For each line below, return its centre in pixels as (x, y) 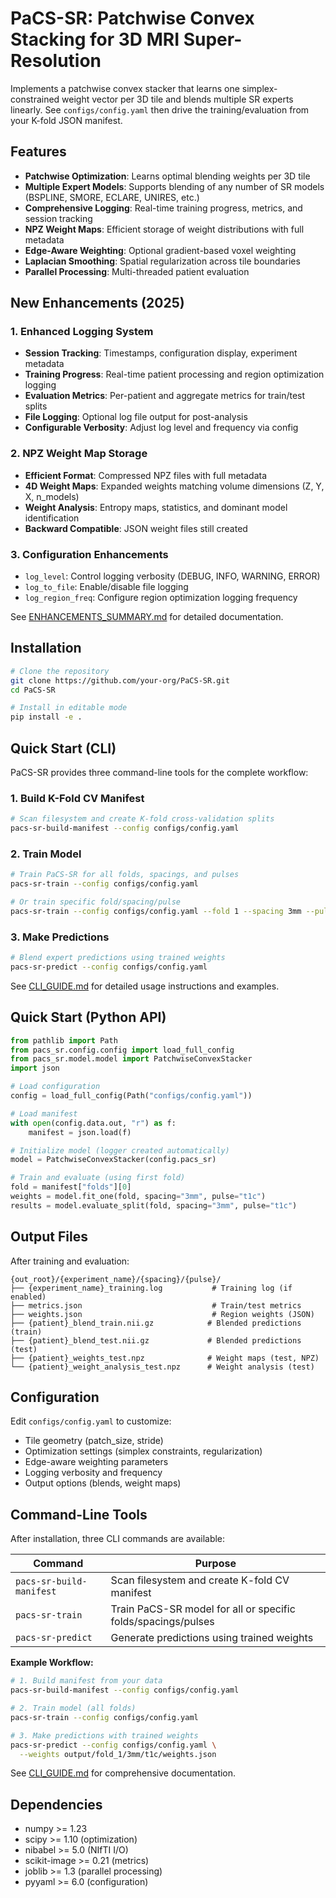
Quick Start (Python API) (88, 1017)
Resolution (56, 61)
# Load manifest (44, 1113)
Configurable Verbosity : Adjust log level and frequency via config (161, 428)
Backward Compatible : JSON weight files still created (136, 528)
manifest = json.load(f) (80, 1132)
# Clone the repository (60, 671)
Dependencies (56, 1804)
